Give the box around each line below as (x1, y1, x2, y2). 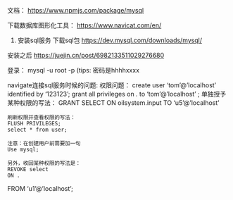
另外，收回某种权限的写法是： (7, 160, 81, 167)
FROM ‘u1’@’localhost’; (7, 185, 74, 192)
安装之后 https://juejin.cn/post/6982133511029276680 (7, 51, 165, 59)
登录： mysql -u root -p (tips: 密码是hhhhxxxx (7, 66, 139, 74)
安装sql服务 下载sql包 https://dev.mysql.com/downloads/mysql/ (17, 36, 203, 44)
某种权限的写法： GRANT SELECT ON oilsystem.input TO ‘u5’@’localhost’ (7, 99, 220, 107)
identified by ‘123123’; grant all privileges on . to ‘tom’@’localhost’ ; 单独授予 (7, 90, 227, 98)
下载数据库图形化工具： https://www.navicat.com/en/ (7, 21, 162, 30)
